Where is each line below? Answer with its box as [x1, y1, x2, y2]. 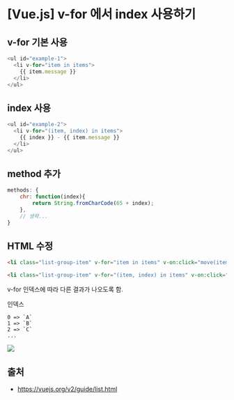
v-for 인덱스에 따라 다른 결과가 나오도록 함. [7, 285, 123, 293]
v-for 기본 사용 [7, 36, 68, 48]
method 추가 [7, 168, 61, 180]
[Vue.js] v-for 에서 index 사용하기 [7, 6, 196, 22]
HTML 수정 [7, 240, 54, 252]
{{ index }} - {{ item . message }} [19, 134, 120, 141]
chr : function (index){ [19, 193, 86, 201]
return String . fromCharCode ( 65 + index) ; [32, 200, 155, 207]
